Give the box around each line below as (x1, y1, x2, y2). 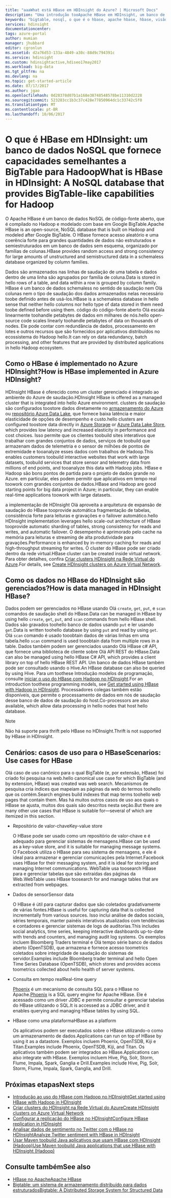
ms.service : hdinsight (5, 55, 53, 60)
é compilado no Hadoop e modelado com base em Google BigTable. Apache (5, 221, 164, 227)
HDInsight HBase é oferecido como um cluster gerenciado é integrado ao (5, 388, 159, 395)
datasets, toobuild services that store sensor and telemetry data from (5, 459, 151, 465)
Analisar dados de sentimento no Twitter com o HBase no (12, 1126, 134, 1132)
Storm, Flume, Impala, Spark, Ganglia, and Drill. (12, 1065, 112, 1072)
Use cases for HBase (5, 756, 73, 765)
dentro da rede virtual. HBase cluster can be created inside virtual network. (5, 550, 162, 556)
